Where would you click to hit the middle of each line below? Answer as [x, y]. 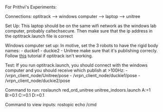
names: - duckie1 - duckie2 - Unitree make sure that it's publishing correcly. [81, 51]
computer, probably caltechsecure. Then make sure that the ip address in [79, 31]
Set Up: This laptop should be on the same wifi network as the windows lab [81, 26]
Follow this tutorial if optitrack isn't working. [49, 56]
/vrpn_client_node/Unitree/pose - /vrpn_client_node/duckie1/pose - [73, 75]
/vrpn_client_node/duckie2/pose [38, 80]
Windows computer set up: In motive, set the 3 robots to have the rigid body [82, 45]
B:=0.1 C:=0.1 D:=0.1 [25, 95]
